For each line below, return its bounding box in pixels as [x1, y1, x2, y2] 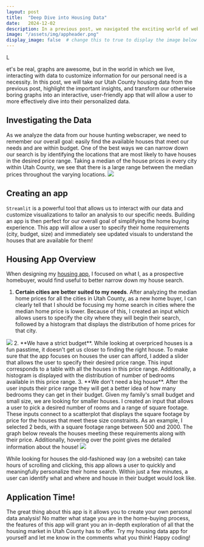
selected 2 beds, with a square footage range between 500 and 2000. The [6, 423, 193, 431]
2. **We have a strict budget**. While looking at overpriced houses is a [13, 340, 193, 347]
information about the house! [6, 443, 79, 451]
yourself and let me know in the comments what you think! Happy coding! [6, 534, 191, 542]
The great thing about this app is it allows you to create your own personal [6, 508, 192, 515]
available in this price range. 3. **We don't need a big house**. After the [6, 378, 188, 386]
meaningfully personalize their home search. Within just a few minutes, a [6, 468, 188, 475]
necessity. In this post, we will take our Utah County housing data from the [6, 78, 193, 86]
